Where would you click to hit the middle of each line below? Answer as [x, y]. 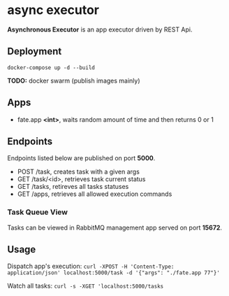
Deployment [35, 51]
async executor [53, 10]
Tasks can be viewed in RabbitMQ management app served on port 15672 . [114, 227]
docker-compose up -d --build [51, 68]
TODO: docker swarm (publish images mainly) [74, 80]
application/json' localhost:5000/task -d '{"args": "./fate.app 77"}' [113, 273]
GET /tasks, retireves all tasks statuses [73, 187]
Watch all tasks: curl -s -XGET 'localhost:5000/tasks [86, 286]
